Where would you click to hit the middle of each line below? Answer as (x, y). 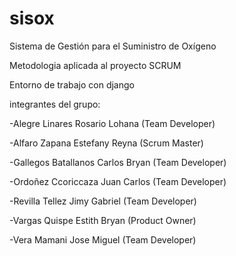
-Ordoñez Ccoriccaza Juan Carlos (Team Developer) (118, 181)
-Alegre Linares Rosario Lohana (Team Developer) (112, 123)
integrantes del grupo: (55, 104)
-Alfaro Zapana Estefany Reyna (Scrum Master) (106, 143)
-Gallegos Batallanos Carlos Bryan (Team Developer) (118, 162)
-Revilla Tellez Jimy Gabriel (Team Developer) (103, 201)
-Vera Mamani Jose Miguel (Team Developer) (103, 239)
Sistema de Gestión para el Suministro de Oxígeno (113, 46)
